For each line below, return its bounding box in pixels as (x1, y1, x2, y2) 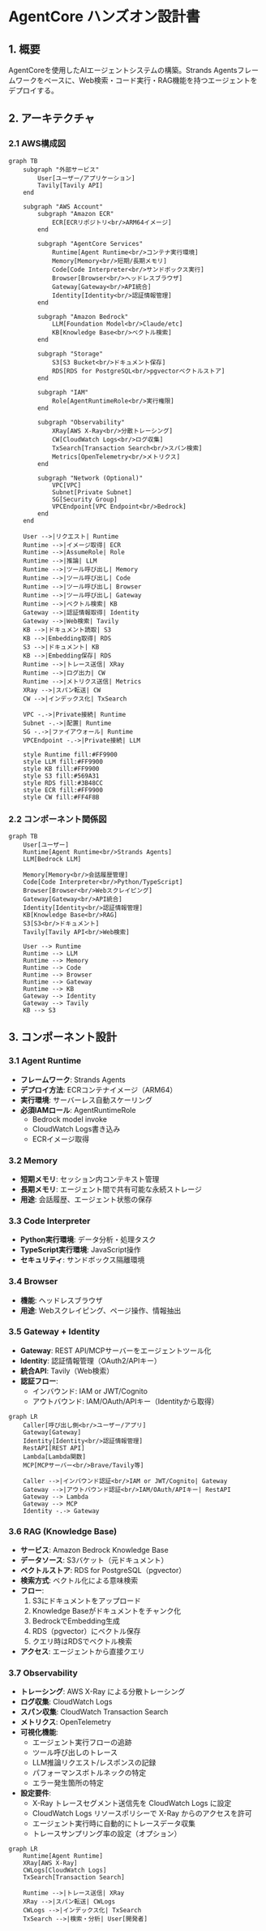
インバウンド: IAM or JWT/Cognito (32, 1386, 148, 1396)
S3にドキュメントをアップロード (32, 1596, 142, 1606)
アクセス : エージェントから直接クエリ (19, 1647, 145, 1657)
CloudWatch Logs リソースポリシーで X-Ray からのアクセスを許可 (32, 1808, 252, 1818)
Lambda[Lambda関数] (23, 1452, 87, 1461)
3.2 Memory (8, 1154, 58, 1166)
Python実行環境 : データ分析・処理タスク (19, 1235, 157, 1244)
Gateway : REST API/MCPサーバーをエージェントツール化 (19, 1345, 212, 1356)
